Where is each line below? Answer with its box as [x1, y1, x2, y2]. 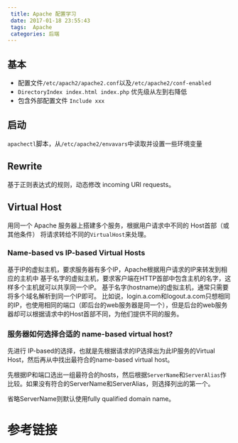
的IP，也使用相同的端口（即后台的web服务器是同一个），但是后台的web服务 [7, 300, 228, 309]
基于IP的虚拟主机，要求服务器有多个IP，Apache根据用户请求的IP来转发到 [7, 265, 222, 274]
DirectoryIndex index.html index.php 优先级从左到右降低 [17, 87, 188, 96]
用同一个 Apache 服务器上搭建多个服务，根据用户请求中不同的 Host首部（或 [7, 221, 229, 230]
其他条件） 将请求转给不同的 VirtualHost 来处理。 [7, 230, 151, 238]
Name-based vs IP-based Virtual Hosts [7, 248, 146, 258]
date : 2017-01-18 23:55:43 [10, 17, 91, 24]
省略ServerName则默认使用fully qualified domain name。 [7, 395, 175, 403]
